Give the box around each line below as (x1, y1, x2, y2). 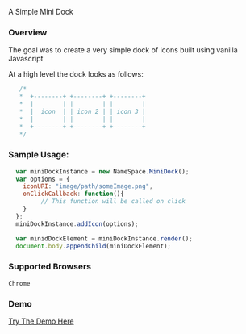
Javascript (8, 54, 44, 64)
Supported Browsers (8, 261, 91, 273)
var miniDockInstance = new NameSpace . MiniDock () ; (15, 167, 190, 176)
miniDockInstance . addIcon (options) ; (15, 219, 139, 228)
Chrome (8, 279, 31, 287)
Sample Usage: (8, 149, 69, 161)
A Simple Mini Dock (8, 7, 74, 16)
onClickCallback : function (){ (23, 190, 125, 198)
